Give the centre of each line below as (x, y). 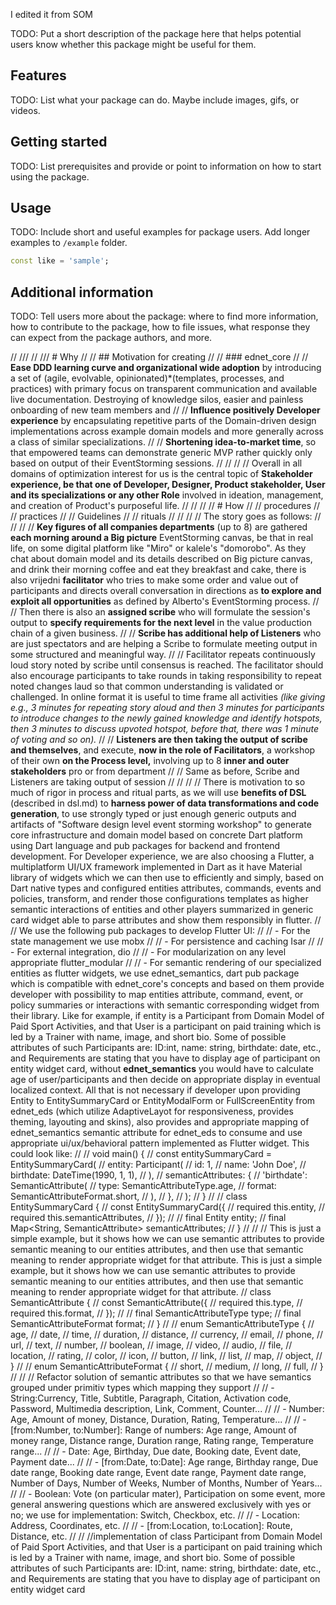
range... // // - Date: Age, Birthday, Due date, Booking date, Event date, (156, 1451)
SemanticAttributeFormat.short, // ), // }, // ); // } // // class (129, 1196)
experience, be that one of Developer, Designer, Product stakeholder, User (168, 485)
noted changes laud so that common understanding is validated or (147, 686)
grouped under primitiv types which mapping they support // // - (142, 1388)
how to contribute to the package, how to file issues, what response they (160, 327)
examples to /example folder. (69, 243)
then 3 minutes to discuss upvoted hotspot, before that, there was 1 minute (165, 729)
